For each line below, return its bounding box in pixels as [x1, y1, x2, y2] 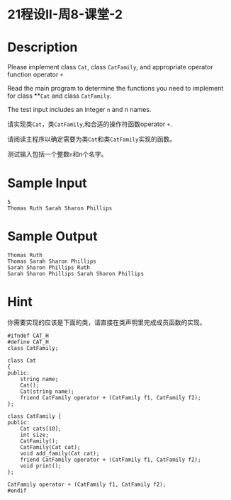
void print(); [20, 462, 62, 470]
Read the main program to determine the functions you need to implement [7, 84, 224, 93]
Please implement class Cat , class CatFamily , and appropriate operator [7, 63, 214, 72]
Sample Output [7, 228, 98, 244]
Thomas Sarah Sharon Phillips [7, 258, 97, 265]
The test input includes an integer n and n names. [7, 106, 152, 114]
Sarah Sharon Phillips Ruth [7, 264, 91, 271]
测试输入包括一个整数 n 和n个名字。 [7, 150, 108, 159]
